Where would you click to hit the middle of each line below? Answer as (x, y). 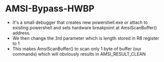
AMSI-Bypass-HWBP (50, 9)
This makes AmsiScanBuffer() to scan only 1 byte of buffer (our (77, 49)
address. (21, 33)
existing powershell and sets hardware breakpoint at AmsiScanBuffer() (85, 27)
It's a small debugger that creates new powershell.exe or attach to (80, 22)
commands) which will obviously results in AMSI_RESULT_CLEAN (79, 54)
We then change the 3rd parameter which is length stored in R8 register (86, 38)
